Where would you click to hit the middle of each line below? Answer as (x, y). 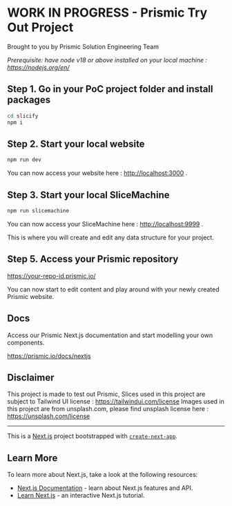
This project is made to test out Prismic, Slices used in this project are (106, 394)
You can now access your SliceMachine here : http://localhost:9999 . (105, 224)
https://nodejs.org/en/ (39, 67)
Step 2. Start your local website (76, 144)
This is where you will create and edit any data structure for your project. (110, 237)
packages (29, 100)
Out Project (40, 27)
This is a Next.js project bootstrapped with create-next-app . (93, 436)
